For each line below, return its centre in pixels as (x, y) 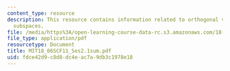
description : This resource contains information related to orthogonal (113, 20)
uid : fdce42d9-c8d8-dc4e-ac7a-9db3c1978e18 (70, 57)
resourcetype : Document (41, 45)
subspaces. (29, 26)
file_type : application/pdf (47, 39)
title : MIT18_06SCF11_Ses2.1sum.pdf (59, 51)
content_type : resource (41, 13)
